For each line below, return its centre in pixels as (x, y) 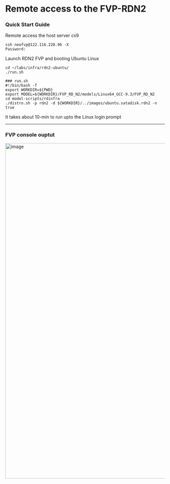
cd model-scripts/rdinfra (32, 99)
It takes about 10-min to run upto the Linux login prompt (63, 117)
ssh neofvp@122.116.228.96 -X (37, 45)
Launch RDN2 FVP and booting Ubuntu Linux (52, 59)
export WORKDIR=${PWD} (29, 90)
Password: (16, 49)
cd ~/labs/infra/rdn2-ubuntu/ (37, 68)
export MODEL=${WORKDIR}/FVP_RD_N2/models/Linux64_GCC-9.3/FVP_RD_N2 (80, 94)
